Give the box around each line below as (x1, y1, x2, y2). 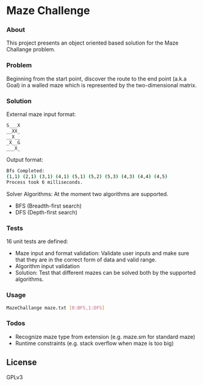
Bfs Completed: (6, 168, 45, 174)
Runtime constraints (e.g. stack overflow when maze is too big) (15, 340, 174, 347)
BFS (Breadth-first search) (15, 202, 82, 209)
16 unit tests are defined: (6, 238, 68, 245)
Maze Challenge (6, 4, 90, 18)
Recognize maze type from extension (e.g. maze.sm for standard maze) (15, 333, 196, 340)
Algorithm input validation (15, 263, 80, 270)
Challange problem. (6, 46, 56, 53)
